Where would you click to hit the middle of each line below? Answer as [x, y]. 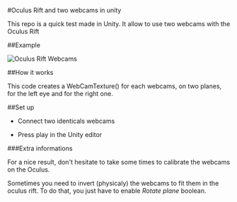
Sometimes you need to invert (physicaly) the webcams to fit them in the [113, 183]
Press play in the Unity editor [60, 135]
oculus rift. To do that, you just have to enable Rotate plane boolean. [107, 191]
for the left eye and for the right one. [60, 94]
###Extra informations [40, 148]
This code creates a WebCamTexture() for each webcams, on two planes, [115, 86]
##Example [24, 45]
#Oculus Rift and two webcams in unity [64, 10]
